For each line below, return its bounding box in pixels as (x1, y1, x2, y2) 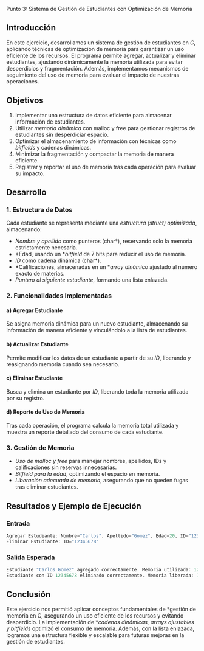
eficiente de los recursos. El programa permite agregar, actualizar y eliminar (6, 52, 196, 59)
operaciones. (6, 77, 39, 85)
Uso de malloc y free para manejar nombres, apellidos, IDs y (15, 458, 167, 465)
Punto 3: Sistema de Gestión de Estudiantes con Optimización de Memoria (6, 5, 192, 12)
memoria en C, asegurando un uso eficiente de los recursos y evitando (6, 611, 184, 619)
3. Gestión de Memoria (6, 444, 75, 452)
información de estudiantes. (15, 118, 86, 125)
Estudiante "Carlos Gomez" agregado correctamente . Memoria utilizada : (6, 567, 191, 573)
